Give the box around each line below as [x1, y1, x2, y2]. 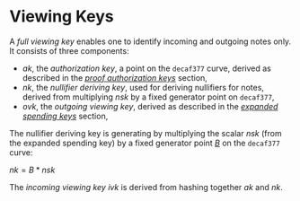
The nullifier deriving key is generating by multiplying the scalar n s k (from [9, 127, 282, 138]
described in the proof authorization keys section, [22, 72, 208, 83]
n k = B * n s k [9, 164, 56, 175]
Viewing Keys [9, 6, 114, 27]
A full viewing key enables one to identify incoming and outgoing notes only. [9, 36, 292, 47]
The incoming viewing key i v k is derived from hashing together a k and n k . [9, 181, 283, 192]
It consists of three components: [9, 45, 129, 56]
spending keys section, [22, 110, 109, 121]
